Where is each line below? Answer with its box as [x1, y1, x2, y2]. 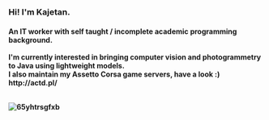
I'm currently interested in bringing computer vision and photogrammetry [8, 52, 262, 62]
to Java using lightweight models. [8, 60, 126, 70]
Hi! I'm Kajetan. [8, 6, 70, 18]
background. [8, 35, 53, 44]
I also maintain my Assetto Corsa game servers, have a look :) [8, 69, 220, 79]
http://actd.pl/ [8, 77, 58, 87]
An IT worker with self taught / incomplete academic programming [8, 27, 237, 36]
